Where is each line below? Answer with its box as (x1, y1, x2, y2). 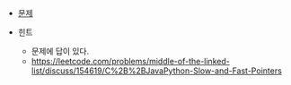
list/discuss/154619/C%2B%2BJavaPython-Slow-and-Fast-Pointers (31, 65, 283, 76)
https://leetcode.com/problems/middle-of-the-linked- (31, 56, 231, 66)
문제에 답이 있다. (31, 46, 90, 56)
